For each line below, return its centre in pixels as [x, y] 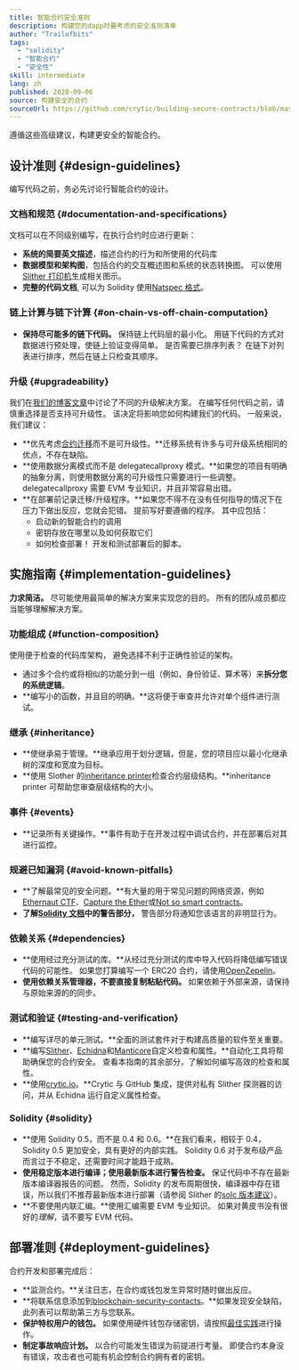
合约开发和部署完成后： [52, 1270]
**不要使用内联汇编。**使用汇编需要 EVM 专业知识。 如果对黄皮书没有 [151, 1205]
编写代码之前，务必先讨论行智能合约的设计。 [91, 189]
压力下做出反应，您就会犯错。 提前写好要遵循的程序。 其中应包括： [145, 510]
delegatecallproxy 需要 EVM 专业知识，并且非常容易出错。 [129, 488]
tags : [19, 42]
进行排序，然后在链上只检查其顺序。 [96, 356]
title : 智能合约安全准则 [50, 17]
